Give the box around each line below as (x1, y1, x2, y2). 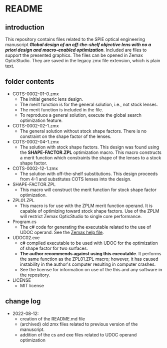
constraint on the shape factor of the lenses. (19, 133, 111, 139)
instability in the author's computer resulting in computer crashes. (19, 261, 156, 267)
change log (5, 297, 41, 306)
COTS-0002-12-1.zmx (12, 165, 58, 171)
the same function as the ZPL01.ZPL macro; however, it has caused (19, 256, 158, 262)
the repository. (19, 272, 50, 278)
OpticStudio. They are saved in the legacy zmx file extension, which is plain (5, 58, 161, 63)
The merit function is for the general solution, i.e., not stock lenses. (19, 101, 158, 107)
